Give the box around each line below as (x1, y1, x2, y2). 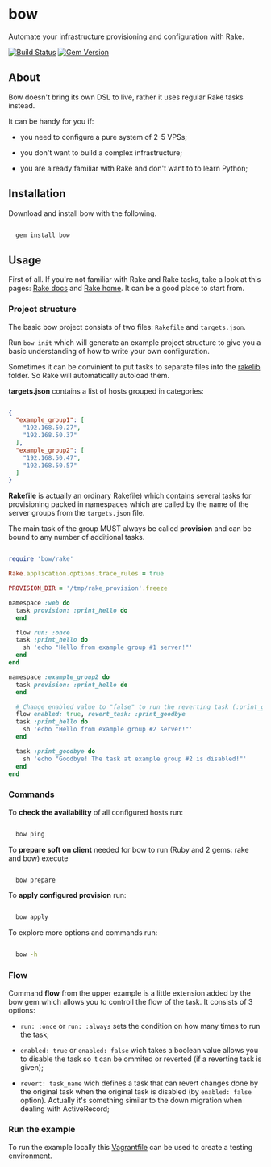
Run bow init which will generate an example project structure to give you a (8, 337, 261, 348)
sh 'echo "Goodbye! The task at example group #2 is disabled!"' (23, 755, 248, 763)
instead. (8, 100, 35, 110)
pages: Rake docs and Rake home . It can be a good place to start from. (8, 284, 244, 293)
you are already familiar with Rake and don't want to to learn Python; (19, 163, 248, 173)
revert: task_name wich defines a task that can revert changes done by (19, 1078, 259, 1088)
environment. (8, 1151, 52, 1161)
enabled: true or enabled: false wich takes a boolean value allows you (19, 1045, 259, 1055)
